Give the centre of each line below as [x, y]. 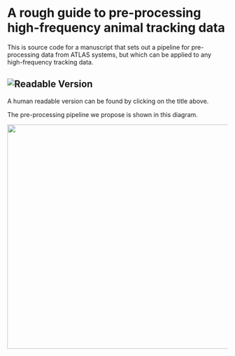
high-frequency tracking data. [50, 62]
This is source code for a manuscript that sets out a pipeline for [99, 47]
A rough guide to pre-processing [104, 13]
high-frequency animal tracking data [116, 28]
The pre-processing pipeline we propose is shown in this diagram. [102, 114]
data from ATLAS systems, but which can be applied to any [126, 55]
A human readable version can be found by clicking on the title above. [108, 101]
